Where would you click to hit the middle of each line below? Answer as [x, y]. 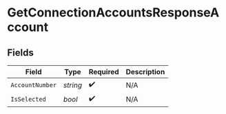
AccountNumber [34, 85]
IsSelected [28, 99]
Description [145, 72]
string [73, 85]
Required [104, 72]
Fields [21, 53]
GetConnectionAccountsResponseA [113, 13]
